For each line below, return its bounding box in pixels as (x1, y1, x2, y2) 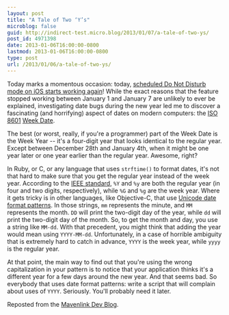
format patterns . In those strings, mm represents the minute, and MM (7, 201, 193, 209)
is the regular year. (7, 244, 60, 253)
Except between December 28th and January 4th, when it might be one (7, 144, 209, 152)
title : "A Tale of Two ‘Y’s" (7, 16, 90, 23)
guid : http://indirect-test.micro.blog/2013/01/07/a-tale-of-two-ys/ (7, 29, 210, 36)
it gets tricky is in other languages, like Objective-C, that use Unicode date (7, 193, 217, 202)
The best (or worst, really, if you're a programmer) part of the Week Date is (7, 129, 218, 138)
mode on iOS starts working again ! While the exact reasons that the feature (7, 87, 219, 95)
